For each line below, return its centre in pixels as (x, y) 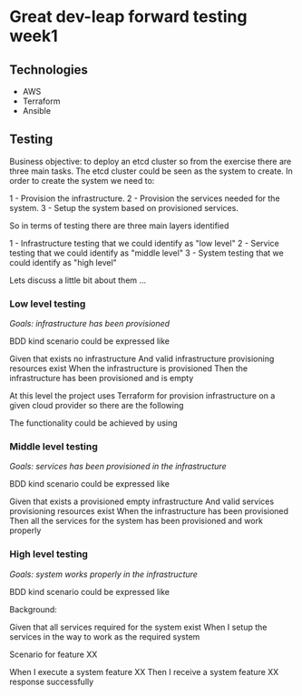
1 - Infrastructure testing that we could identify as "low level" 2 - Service (144, 243)
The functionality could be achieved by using (94, 423)
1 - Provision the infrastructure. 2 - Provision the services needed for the (145, 198)
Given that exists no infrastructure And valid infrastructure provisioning (142, 359)
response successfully (52, 681)
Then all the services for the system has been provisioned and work (136, 521)
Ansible (37, 111)
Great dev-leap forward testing (128, 17)
